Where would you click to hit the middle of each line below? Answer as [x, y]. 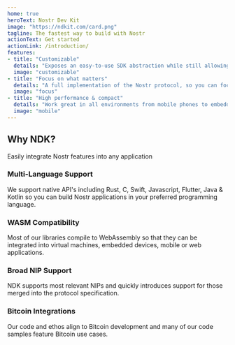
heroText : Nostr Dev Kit [43, 20]
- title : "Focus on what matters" [58, 79]
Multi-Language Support [50, 174]
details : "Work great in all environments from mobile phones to [111, 105]
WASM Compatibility [43, 222]
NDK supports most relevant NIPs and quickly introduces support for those [115, 286]
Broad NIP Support [40, 271]
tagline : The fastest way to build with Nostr [76, 33]
